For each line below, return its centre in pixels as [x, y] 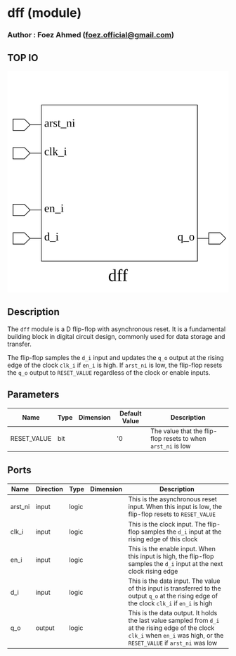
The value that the [177, 431]
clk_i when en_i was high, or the [176, 636]
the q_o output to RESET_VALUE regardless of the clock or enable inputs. [109, 372]
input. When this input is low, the [175, 507]
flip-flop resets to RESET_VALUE [172, 514]
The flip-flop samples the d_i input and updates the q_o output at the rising [116, 357]
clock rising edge [153, 571]
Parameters [33, 395]
